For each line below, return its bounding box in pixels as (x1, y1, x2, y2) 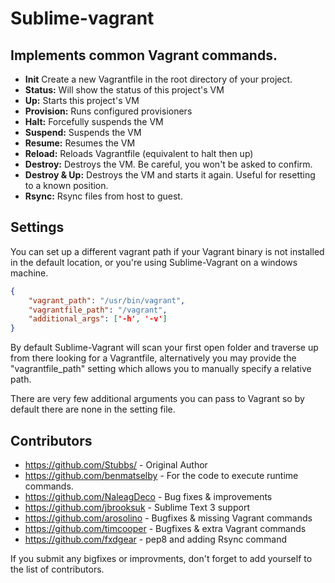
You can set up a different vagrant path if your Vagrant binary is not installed (10, 245, 325, 257)
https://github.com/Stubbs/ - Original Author (24, 459, 208, 471)
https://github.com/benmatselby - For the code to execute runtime (24, 470, 299, 481)
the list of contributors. (10, 563, 105, 575)
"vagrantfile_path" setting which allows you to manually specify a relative (10, 363, 312, 375)
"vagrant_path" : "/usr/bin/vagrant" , (28, 295, 186, 306)
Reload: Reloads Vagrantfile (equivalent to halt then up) (24, 148, 254, 159)
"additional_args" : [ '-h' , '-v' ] (28, 314, 168, 324)
